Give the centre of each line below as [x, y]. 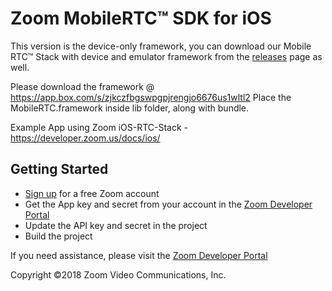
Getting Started [59, 169]
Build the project [58, 236]
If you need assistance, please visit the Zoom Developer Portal [139, 255]
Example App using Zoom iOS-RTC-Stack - [99, 127]
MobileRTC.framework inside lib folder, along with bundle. [130, 108]
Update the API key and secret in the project [116, 225]
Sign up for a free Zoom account [92, 193]
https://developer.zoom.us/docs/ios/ [85, 138]
